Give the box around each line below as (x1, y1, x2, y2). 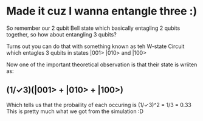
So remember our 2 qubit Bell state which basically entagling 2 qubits (6, 24, 181, 32)
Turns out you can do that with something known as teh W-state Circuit (6, 43, 185, 50)
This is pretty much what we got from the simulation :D (6, 108, 144, 115)
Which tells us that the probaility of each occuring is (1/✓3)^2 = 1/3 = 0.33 (6, 101, 191, 108)
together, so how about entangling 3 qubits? (6, 30, 117, 38)
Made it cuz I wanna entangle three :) (6, 4, 198, 18)
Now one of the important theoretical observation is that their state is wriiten (6, 61, 198, 68)
